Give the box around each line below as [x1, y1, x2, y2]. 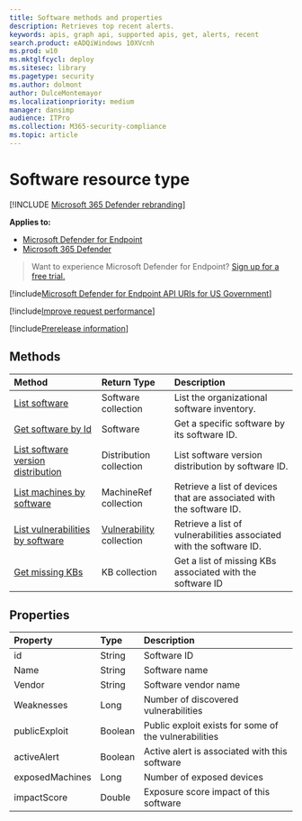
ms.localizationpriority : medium [9, 96, 135, 106]
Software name [143, 664, 209, 677]
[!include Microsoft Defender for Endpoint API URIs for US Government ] [9, 287, 272, 298]
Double [100, 791, 131, 804]
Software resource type [9, 169, 191, 190]
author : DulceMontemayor [9, 88, 102, 97]
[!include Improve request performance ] [9, 306, 155, 316]
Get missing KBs [13, 565, 84, 578]
